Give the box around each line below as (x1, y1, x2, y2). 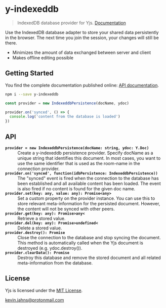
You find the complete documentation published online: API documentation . (5, 82, 159, 88)
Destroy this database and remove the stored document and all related (17, 255, 161, 261)
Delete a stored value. (17, 225, 62, 231)
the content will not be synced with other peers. (17, 206, 115, 212)
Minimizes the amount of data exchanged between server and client (12, 49, 151, 55)
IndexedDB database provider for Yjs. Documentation (17, 20, 126, 26)
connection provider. (17, 166, 60, 172)
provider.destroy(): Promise (5, 230, 65, 235)
